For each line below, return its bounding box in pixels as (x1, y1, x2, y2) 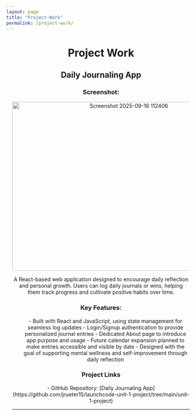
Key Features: (80, 303, 122, 312)
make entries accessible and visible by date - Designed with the (26, 343, 185, 350)
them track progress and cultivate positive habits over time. (27, 288, 175, 296)
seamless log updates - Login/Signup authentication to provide (27, 323, 183, 331)
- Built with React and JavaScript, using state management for (28, 317, 183, 324)
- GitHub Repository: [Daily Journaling (47, 384, 142, 391)
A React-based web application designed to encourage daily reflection (13, 276, 189, 283)
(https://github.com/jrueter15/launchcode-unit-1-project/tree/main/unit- (12, 391, 190, 398)
